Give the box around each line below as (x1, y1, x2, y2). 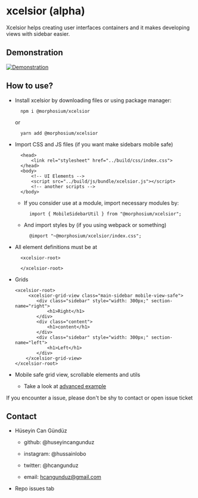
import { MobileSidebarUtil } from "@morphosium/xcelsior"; (29, 211, 182, 217)
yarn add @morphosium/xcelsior (20, 130, 98, 136)
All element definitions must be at (14, 243, 97, 250)
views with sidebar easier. (6, 30, 70, 37)
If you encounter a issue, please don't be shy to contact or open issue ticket (6, 394, 193, 401)
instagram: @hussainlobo (23, 450, 86, 457)
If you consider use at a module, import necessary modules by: (23, 199, 179, 207)
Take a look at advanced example (23, 382, 106, 389)
